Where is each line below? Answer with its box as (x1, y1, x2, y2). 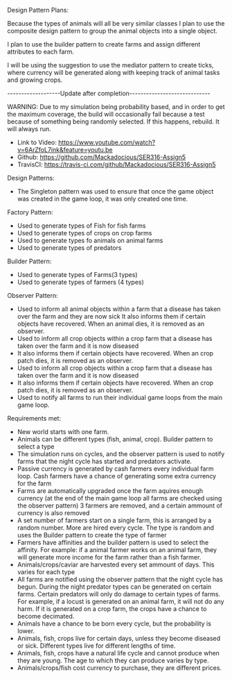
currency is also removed (17, 509, 90, 517)
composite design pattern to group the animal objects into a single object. (7, 27, 218, 35)
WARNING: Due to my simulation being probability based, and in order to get (7, 103, 225, 110)
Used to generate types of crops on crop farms (17, 229, 152, 237)
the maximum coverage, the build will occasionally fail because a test (7, 110, 206, 118)
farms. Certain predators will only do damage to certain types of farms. (17, 590, 220, 598)
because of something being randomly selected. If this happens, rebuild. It (7, 117, 220, 126)
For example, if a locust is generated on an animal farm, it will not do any (17, 597, 224, 605)
